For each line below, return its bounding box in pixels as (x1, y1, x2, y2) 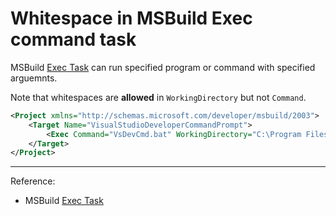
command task (10, 28, 137, 51)
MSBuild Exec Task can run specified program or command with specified (10, 61, 316, 73)
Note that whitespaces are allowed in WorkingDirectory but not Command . (10, 91, 307, 103)
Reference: (10, 175, 56, 187)
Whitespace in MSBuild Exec (10, 7, 253, 30)
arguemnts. (10, 72, 58, 84)
